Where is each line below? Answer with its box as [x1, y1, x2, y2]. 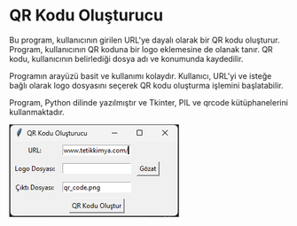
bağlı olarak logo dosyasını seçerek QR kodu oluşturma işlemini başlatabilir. [9, 80, 284, 90]
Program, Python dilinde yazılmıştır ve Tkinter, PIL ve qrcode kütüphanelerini [9, 97, 288, 107]
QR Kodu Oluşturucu [9, 5, 164, 26]
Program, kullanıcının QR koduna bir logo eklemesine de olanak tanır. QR [9, 43, 273, 54]
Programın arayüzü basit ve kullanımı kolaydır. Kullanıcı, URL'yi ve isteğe [9, 70, 272, 81]
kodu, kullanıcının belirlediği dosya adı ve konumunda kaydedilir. [9, 53, 244, 64]
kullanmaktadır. [9, 106, 65, 117]
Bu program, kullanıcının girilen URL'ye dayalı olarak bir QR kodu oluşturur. [9, 35, 281, 45]
